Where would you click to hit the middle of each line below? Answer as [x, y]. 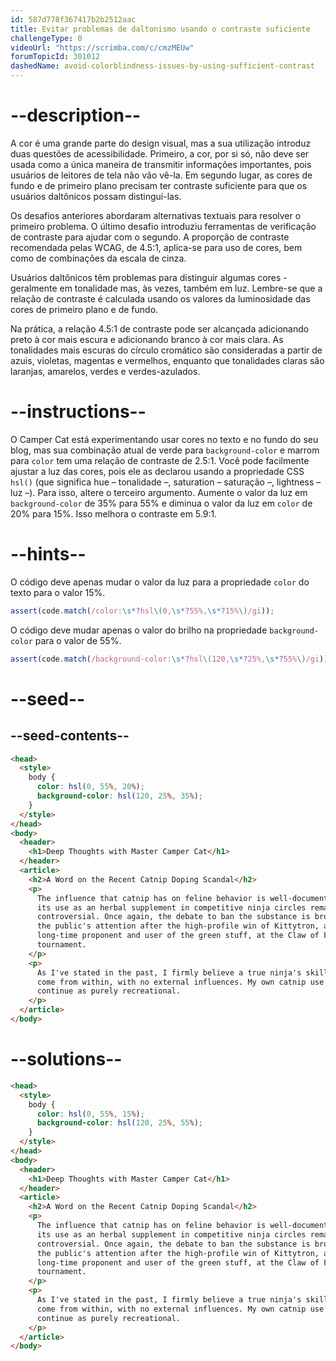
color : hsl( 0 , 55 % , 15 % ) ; [90, 1114]
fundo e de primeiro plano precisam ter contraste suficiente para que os [159, 185]
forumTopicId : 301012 [55, 57]
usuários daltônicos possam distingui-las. [96, 196]
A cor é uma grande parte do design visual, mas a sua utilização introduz [161, 143]
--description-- [76, 115]
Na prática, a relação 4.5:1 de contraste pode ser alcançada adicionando [160, 328]
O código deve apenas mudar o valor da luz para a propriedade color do [160, 582]
